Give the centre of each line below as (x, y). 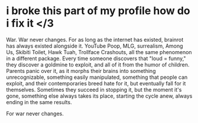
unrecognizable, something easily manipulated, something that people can (97, 77)
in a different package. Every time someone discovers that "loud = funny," (96, 58)
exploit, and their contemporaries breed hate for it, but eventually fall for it (96, 83)
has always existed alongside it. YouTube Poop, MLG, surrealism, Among (95, 46)
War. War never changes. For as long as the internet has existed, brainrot (95, 39)
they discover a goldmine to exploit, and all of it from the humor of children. (98, 64)
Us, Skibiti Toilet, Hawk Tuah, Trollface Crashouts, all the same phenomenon (99, 52)
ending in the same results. (39, 102)
